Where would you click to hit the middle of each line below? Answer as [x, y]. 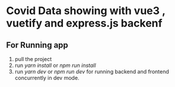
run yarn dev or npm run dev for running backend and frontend [92, 71]
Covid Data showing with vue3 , [86, 11]
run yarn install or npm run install [55, 65]
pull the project [33, 59]
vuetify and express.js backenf [84, 23]
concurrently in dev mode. [47, 78]
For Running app [37, 45]
